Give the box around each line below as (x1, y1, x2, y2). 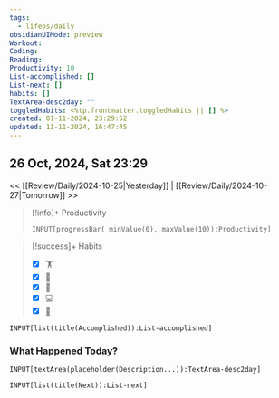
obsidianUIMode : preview (9, 30, 103, 39)
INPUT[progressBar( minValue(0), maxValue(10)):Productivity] (31, 224, 272, 233)
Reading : (9, 55, 43, 64)
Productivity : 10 (9, 64, 75, 73)
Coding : (9, 47, 39, 56)
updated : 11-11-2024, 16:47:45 (9, 123, 128, 132)
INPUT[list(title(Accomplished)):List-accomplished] (9, 324, 213, 333)
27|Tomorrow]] (9, 189, 66, 200)
